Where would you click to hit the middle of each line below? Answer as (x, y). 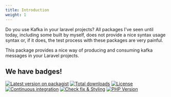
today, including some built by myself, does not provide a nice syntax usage (85, 35)
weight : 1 (16, 15)
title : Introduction (27, 10)
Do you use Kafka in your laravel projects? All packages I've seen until (80, 29)
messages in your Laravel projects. (42, 55)
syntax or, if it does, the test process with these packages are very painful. (84, 40)
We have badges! (34, 71)
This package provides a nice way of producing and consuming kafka (79, 50)
